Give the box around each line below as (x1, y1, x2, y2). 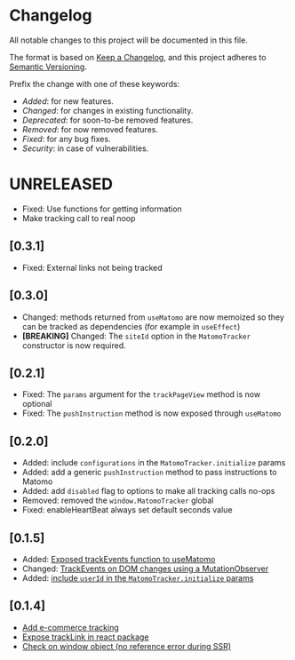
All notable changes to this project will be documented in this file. (9, 35, 249, 45)
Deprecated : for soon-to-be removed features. (21, 115, 194, 125)
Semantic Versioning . (9, 61, 87, 72)
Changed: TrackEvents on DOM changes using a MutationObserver (21, 563, 269, 574)
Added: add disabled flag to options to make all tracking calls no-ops (21, 486, 275, 497)
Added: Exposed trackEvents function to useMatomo (21, 553, 216, 564)
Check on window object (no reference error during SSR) (21, 640, 232, 651)
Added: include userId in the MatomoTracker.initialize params (21, 572, 254, 583)
